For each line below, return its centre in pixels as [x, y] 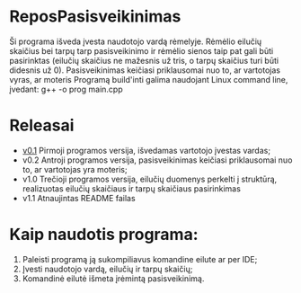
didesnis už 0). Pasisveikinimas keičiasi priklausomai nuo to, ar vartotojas [145, 70]
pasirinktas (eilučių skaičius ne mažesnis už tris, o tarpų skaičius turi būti [144, 60]
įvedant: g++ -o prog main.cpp [66, 89]
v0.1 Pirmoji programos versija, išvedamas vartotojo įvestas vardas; [146, 150]
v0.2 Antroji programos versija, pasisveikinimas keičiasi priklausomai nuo [157, 160]
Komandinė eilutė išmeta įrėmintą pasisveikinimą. [113, 278]
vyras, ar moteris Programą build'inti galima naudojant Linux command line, [149, 79]
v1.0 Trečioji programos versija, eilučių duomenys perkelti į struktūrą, [150, 179]
